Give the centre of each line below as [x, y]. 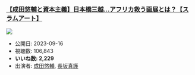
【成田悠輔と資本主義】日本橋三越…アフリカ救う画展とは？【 [95, 9]
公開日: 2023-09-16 [39, 43]
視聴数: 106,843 [34, 51]
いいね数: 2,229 [34, 58]
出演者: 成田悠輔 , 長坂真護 [46, 66]
